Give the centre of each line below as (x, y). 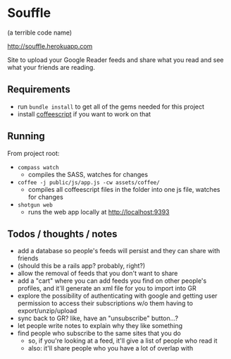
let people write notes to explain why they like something (100, 326)
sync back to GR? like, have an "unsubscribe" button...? (98, 318)
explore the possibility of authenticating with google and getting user (117, 296)
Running (26, 136)
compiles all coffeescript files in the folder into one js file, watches (124, 189)
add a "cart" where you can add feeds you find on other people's (112, 281)
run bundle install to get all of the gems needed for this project (111, 107)
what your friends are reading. (51, 67)
